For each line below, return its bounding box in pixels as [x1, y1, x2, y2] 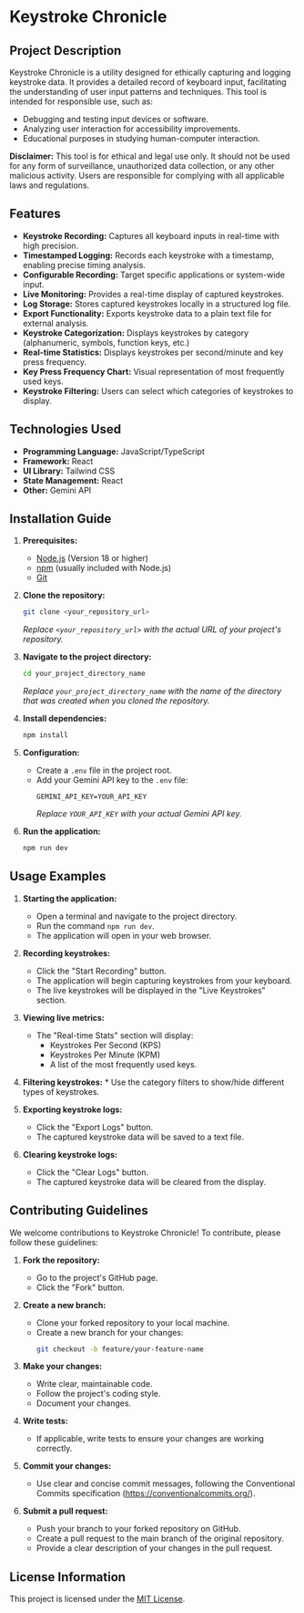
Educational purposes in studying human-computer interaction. [22, 133, 261, 143]
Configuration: [22, 747, 80, 758]
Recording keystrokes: [22, 947, 111, 959]
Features [9, 206, 61, 222]
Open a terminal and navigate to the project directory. [35, 911, 238, 921]
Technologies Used [9, 421, 121, 437]
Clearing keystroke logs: [22, 1149, 118, 1160]
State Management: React [22, 474, 124, 485]
